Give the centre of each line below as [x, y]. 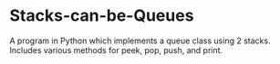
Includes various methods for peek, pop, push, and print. [116, 50]
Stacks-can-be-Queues [102, 16]
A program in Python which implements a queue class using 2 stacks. [140, 41]
